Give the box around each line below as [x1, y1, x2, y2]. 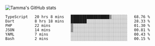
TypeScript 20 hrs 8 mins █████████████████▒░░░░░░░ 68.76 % [5, 14, 150, 19]
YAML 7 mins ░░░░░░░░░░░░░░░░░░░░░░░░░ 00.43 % [5, 32, 150, 37]
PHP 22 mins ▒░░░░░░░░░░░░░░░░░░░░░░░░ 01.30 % [5, 23, 150, 28]
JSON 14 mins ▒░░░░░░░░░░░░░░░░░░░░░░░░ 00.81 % [5, 27, 150, 32]
